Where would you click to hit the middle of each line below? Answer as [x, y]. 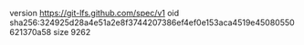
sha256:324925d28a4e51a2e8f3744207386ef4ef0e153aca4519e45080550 [152, 22]
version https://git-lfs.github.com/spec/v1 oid [94, 13]
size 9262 [72, 32]
